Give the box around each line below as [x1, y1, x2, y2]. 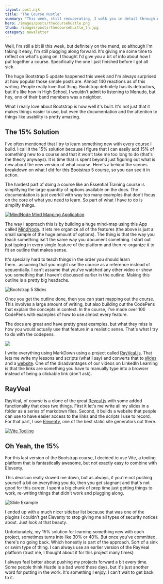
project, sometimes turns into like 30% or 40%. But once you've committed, [5, 534, 157, 540]
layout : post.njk [5, 7, 40, 12]
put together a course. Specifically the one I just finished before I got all [5, 59, 148, 64]
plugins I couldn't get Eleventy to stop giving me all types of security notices [5, 514, 158, 520]
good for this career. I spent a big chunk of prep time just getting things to [5, 485, 153, 491]
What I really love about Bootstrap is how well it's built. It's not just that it [5, 103, 150, 109]
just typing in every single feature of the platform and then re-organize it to [5, 242, 155, 248]
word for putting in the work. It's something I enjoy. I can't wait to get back [5, 569, 154, 575]
